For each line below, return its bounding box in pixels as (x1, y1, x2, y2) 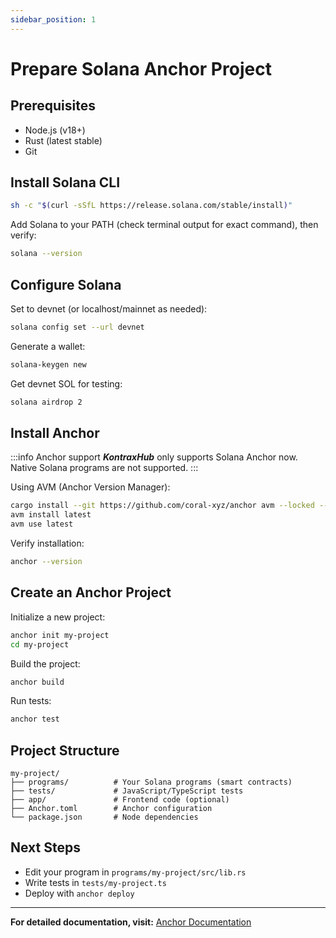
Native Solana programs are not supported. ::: (10, 462, 199, 474)
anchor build (10, 677, 65, 687)
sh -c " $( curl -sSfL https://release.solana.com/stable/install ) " (10, 201, 293, 211)
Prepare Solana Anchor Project (10, 57, 272, 80)
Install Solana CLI (10, 174, 121, 191)
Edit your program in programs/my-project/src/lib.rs (24, 866, 247, 878)
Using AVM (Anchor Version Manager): (10, 481, 171, 493)
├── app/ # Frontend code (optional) (10, 795, 230, 805)
